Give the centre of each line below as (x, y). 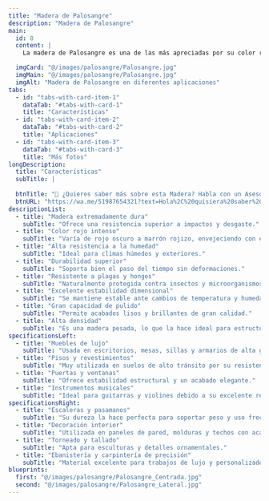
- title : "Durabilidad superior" (71, 261)
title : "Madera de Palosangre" (60, 16)
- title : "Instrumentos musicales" (75, 388)
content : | (34, 46)
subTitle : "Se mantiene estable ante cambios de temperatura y (130, 299)
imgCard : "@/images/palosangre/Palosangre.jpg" (96, 68)
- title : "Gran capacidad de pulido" (78, 306)
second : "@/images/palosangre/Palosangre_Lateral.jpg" (109, 485)
